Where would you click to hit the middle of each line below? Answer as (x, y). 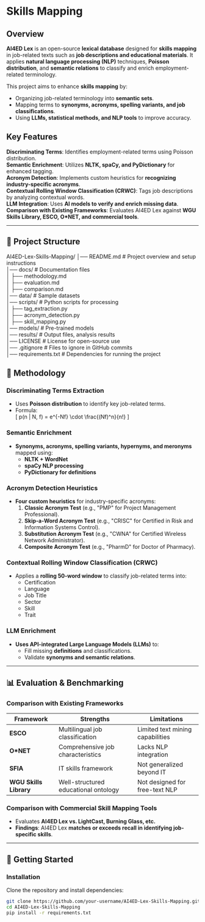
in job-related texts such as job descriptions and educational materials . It (100, 55)
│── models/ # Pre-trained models (50, 328)
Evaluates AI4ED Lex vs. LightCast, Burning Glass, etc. (85, 822)
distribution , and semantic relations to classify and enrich (80, 68)
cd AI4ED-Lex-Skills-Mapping (43, 907)
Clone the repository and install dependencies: (65, 890)
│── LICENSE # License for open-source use (63, 341)
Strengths (95, 719)
